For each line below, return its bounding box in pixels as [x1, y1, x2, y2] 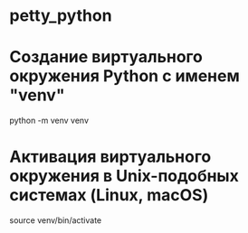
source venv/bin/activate [9, 215, 102, 226]
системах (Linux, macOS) [9, 185, 209, 206]
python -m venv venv [9, 115, 89, 126]
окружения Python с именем [9, 66, 240, 87]
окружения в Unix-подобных [9, 166, 240, 186]
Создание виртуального [9, 47, 204, 68]
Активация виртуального [9, 146, 212, 167]
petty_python [9, 5, 112, 26]
